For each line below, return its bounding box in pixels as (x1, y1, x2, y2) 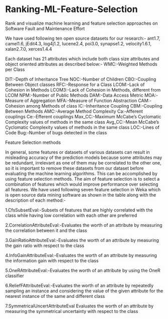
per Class (5, 66, 25, 72)
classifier (5, 273, 24, 279)
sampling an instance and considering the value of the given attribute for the (5, 288, 163, 294)
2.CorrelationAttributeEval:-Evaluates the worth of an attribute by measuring (5, 222, 162, 228)
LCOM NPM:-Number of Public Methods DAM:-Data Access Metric (5, 92, 144, 98)
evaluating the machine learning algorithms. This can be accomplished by (5, 170, 158, 177)
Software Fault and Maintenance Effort (5, 25, 85, 31)
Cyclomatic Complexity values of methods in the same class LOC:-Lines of (5, 124, 159, 130)
